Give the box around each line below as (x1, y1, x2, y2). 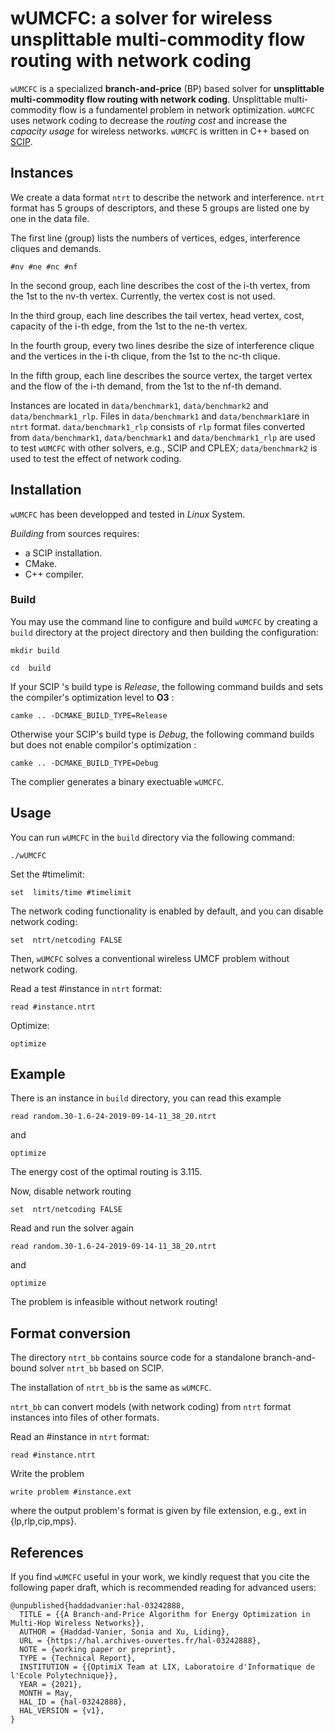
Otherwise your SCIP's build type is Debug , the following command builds (10, 728, 315, 740)
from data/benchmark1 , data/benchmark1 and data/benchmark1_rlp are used (10, 431, 316, 443)
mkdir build (10, 645, 60, 656)
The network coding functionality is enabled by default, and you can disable (10, 905, 324, 917)
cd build (10, 663, 52, 673)
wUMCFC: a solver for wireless (10, 7, 273, 30)
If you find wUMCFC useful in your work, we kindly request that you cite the (10, 1571, 310, 1583)
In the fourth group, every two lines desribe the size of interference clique (10, 339, 315, 351)
